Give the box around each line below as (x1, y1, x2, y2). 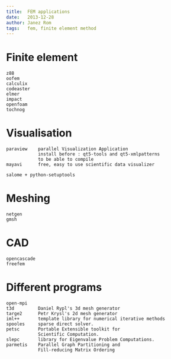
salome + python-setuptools (6, 172, 76, 178)
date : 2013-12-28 (6, 14, 54, 20)
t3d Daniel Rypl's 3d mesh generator (6, 305, 120, 312)
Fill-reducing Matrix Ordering (37, 347, 115, 353)
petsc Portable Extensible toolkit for (6, 326, 120, 332)
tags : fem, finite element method (6, 25, 96, 31)
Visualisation (6, 126, 72, 140)
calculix (6, 81, 28, 87)
